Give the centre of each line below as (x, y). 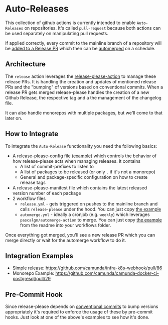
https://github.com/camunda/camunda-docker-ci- (107, 273)
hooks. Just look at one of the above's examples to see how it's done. (77, 317)
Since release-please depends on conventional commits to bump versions (82, 306)
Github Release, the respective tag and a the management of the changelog (83, 97)
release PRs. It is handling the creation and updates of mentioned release (81, 81)
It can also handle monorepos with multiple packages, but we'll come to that (84, 113)
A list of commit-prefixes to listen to (57, 166)
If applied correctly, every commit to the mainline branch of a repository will (83, 43)
